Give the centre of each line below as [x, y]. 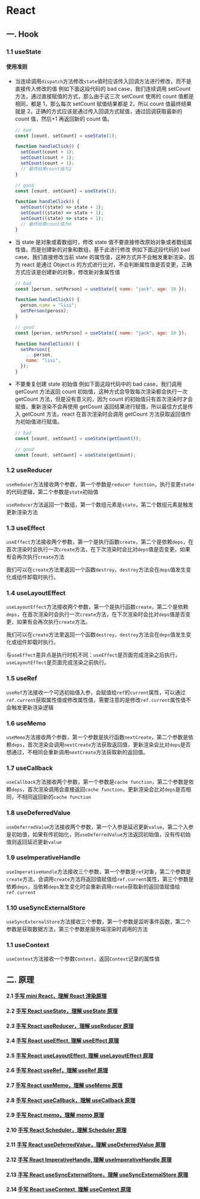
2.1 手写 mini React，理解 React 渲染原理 [56, 996]
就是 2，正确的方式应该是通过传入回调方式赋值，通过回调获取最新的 [99, 111]
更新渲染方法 [22, 512]
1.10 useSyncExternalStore [46, 908]
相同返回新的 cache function [57, 797]
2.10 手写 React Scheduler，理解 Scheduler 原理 [66, 1130]
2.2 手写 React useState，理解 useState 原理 [62, 1011]
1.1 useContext [28, 945]
